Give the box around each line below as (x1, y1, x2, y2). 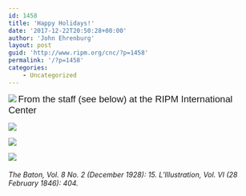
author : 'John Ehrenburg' (8, 34, 95, 42)
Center (8, 104, 37, 116)
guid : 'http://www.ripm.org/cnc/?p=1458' (8, 49, 149, 57)
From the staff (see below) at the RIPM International (18, 93, 233, 105)
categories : (8, 64, 48, 72)
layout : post (8, 42, 52, 50)
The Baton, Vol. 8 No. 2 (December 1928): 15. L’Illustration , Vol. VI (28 (8, 170, 238, 180)
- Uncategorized (22, 71, 78, 79)
